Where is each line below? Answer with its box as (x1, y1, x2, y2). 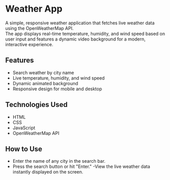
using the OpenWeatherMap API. (5, 25, 74, 31)
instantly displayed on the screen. (12, 169, 84, 175)
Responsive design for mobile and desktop (12, 86, 103, 92)
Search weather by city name (12, 69, 75, 76)
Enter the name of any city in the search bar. (12, 158, 106, 164)
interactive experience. (5, 41, 53, 47)
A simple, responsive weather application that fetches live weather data (5, 20, 155, 26)
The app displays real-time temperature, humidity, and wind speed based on (5, 30, 165, 37)
